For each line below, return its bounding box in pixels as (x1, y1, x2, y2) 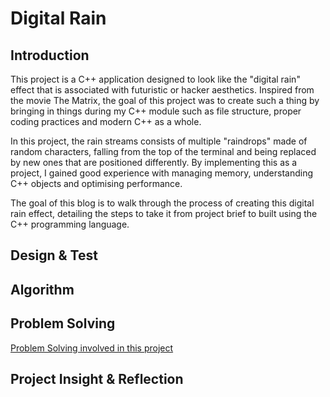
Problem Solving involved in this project (10, 342, 174, 354)
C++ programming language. (10, 218, 130, 230)
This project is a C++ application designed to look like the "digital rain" (10, 73, 301, 85)
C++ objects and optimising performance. (10, 178, 183, 189)
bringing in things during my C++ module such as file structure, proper (10, 105, 302, 117)
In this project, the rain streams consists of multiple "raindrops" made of (10, 135, 308, 147)
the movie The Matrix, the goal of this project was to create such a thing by (10, 95, 320, 106)
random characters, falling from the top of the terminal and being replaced (10, 146, 317, 157)
